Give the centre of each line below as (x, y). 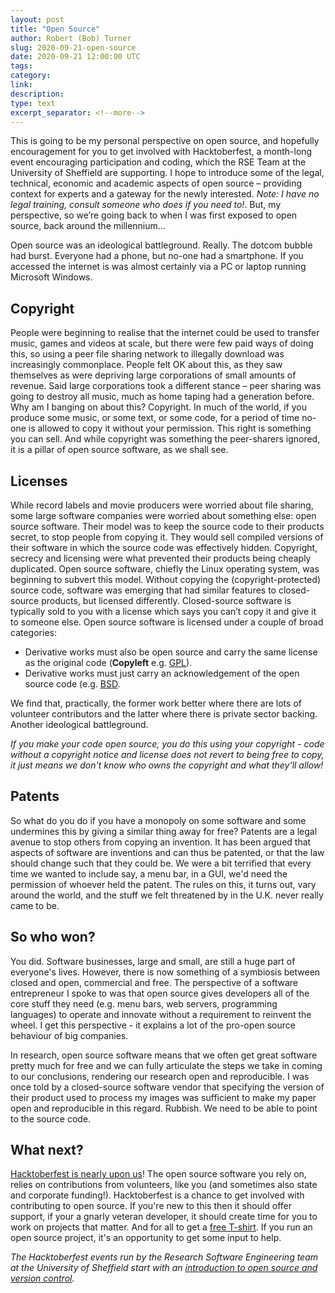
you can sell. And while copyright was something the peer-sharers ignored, (165, 439)
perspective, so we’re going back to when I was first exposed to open (154, 215)
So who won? (53, 937)
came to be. (35, 905)
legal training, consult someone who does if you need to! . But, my (146, 205)
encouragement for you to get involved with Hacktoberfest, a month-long (161, 152)
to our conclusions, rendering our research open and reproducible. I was (160, 1076)
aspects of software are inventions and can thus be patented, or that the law (167, 852)
